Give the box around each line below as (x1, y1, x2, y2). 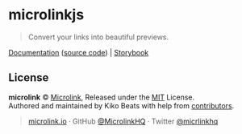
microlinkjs (8, 6, 85, 24)
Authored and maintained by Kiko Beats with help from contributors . (8, 100, 235, 110)
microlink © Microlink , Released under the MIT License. (8, 92, 195, 102)
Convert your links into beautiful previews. (27, 32, 169, 42)
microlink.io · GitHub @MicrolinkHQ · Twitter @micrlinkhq (27, 116, 219, 126)
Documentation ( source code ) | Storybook (8, 47, 149, 57)
